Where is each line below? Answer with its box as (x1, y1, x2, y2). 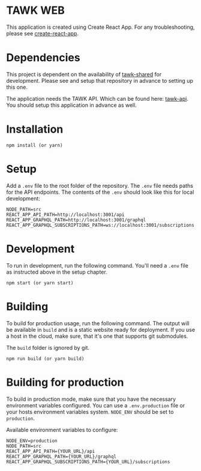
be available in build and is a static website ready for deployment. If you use (6, 326, 196, 333)
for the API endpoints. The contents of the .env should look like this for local (6, 188, 194, 196)
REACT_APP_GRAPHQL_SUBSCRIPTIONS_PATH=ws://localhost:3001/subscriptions (6, 222, 195, 228)
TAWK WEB (6, 4, 65, 17)
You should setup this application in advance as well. (6, 101, 137, 109)
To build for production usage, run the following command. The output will (6, 319, 190, 327)
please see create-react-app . (6, 29, 79, 37)
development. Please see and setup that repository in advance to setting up (6, 77, 193, 84)
